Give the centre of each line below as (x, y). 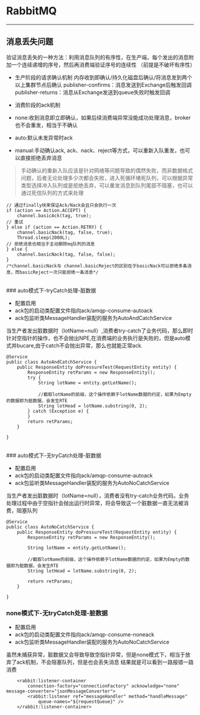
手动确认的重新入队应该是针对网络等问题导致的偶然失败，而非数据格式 (107, 170)
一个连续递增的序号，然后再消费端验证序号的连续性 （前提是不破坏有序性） (103, 64)
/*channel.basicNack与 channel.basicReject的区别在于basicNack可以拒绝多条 (97, 266)
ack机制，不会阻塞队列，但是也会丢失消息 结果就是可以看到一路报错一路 (105, 662)
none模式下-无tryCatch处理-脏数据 (57, 613)
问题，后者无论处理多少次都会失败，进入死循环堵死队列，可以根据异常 (107, 178)
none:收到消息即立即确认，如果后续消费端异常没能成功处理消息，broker (103, 117)
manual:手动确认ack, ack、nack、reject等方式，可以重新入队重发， (97, 150)
